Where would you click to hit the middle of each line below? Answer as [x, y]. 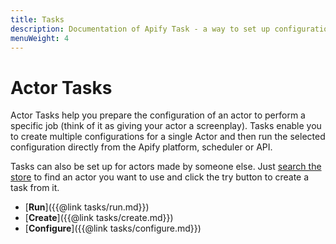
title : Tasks [37, 19]
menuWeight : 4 [40, 38]
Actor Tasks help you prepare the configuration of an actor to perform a [158, 115]
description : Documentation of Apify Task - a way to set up [140, 29]
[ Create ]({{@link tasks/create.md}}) [99, 218]
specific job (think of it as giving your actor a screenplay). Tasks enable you [166, 126]
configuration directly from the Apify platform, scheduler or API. [141, 147]
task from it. [35, 188]
